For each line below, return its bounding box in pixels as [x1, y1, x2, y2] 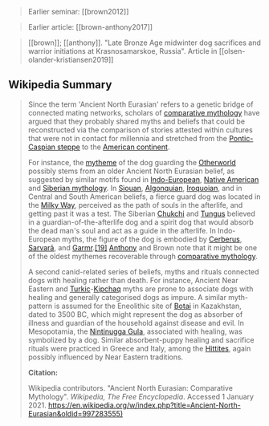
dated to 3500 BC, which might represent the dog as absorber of [27, 309, 243, 319]
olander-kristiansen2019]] [27, 55, 114, 64]
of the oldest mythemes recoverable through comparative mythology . [27, 251, 259, 261]
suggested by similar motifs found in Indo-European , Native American [27, 174, 259, 184]
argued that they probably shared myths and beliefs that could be [27, 116, 246, 126]
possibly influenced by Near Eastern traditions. [27, 352, 184, 362]
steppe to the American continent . [57, 142, 170, 152]
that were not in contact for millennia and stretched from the [27, 133, 227, 143]
